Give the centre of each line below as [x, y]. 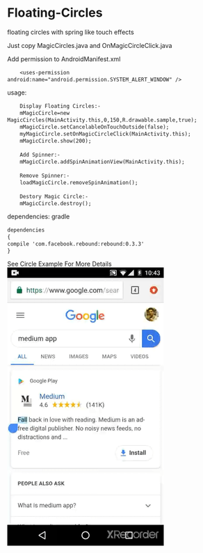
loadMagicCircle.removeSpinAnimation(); [79, 182]
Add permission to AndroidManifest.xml [64, 59]
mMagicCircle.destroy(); [56, 203]
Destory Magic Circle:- [54, 196]
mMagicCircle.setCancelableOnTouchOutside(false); [95, 127]
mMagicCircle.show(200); [56, 141]
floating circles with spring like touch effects [71, 32]
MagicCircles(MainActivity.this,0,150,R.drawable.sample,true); [102, 120]
